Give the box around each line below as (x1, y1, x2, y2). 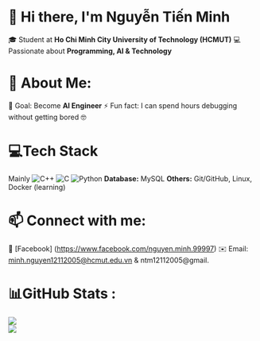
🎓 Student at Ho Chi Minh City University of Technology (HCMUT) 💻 (8, 34, 241, 44)
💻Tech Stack (8, 142, 99, 161)
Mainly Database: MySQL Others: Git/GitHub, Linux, (8, 173, 253, 183)
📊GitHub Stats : (8, 285, 117, 302)
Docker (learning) (8, 182, 66, 192)
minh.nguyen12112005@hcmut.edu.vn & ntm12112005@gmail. (8, 255, 209, 265)
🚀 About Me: (8, 74, 92, 92)
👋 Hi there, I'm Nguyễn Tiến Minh (8, 8, 231, 26)
